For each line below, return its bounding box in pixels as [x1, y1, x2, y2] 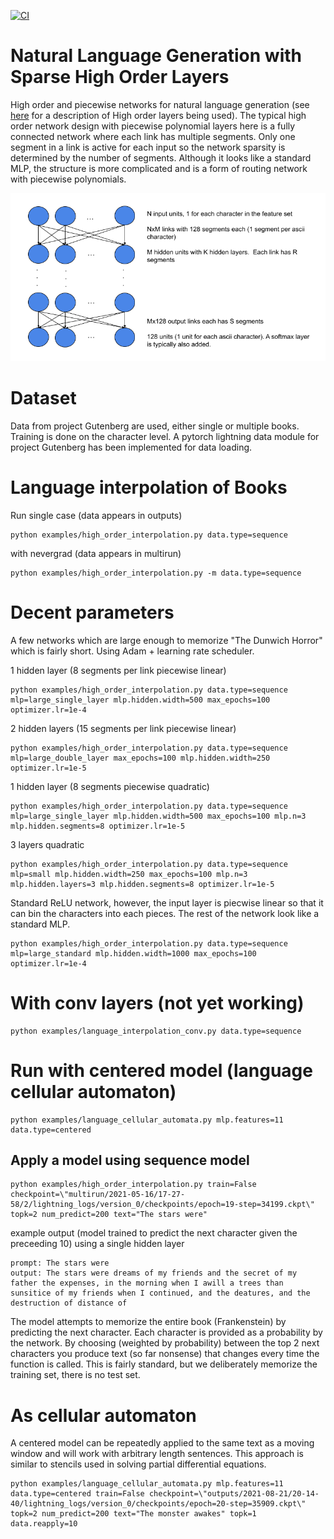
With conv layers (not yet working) [10, 991, 305, 1014]
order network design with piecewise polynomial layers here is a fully [10, 120, 296, 132]
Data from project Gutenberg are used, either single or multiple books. [10, 420, 300, 432]
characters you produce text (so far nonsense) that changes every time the [10, 1348, 320, 1360]
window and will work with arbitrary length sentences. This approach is [10, 1448, 304, 1460]
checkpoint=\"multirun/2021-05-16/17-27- [10, 1190, 186, 1200]
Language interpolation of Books [10, 476, 288, 499]
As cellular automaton [10, 1404, 197, 1427]
